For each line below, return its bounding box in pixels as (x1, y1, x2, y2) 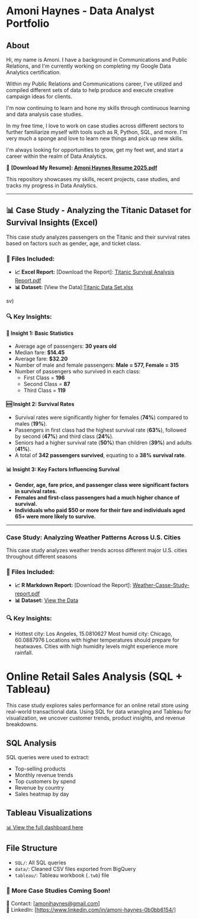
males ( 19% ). (14, 420, 47, 427)
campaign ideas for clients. (6, 93, 72, 100)
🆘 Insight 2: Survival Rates (6, 400, 75, 407)
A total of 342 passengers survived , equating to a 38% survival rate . (14, 452, 187, 459)
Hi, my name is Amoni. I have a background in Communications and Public (6, 56, 188, 63)
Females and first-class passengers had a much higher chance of (14, 494, 180, 501)
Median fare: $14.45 (14, 349, 65, 356)
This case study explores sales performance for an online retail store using (6, 702, 189, 709)
